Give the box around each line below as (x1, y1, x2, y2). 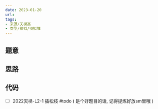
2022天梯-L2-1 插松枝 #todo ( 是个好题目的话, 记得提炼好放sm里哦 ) (12, 98, 154, 104)
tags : (5, 17, 17, 22)
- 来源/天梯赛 (5, 21, 31, 27)
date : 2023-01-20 (5, 7, 42, 13)
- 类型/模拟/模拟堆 (5, 26, 41, 31)
